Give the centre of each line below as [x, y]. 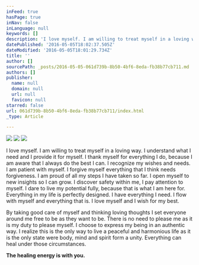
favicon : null [29, 100]
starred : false [25, 105]
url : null [23, 94]
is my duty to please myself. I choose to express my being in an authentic [96, 225]
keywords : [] [22, 34]
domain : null [28, 89]
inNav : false [22, 23]
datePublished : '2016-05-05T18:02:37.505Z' [61, 45]
